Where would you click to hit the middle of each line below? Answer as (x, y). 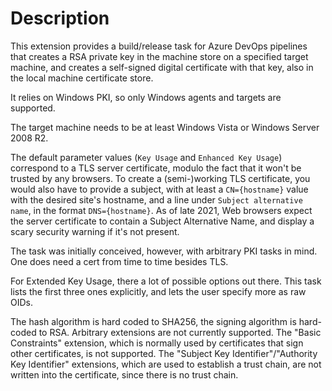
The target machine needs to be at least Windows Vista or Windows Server (165, 127)
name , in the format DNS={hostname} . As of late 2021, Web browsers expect (161, 210)
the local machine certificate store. (82, 78)
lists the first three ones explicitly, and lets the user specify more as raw (158, 291)
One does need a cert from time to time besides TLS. (119, 261)
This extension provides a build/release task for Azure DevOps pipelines (159, 46)
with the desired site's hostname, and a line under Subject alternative (156, 199)
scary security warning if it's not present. (95, 231)
